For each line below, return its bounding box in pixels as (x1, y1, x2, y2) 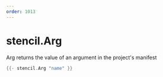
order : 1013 (6, 8, 36, 15)
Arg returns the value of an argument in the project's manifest (6, 54, 157, 61)
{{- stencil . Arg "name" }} (6, 65, 73, 71)
